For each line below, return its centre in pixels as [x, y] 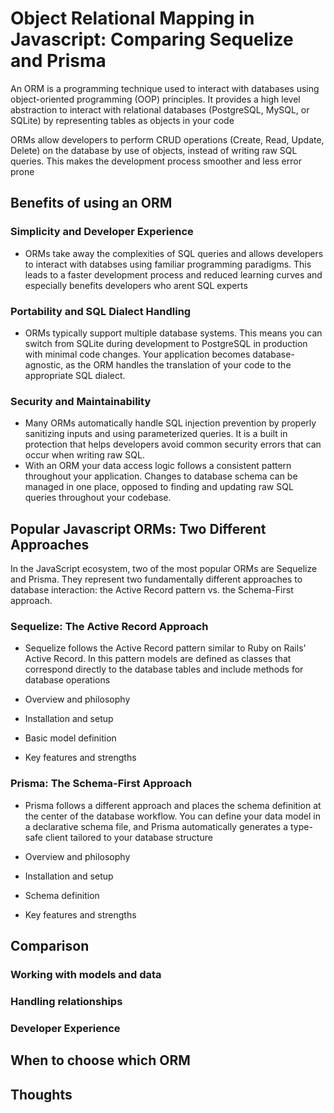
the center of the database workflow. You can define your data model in [173, 816]
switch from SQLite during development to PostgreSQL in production [166, 343]
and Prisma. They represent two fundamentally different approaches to [156, 579]
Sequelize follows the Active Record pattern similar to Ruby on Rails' [165, 648]
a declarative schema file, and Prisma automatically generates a [156, 826]
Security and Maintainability [81, 401]
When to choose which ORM [100, 1060]
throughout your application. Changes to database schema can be [161, 476]
